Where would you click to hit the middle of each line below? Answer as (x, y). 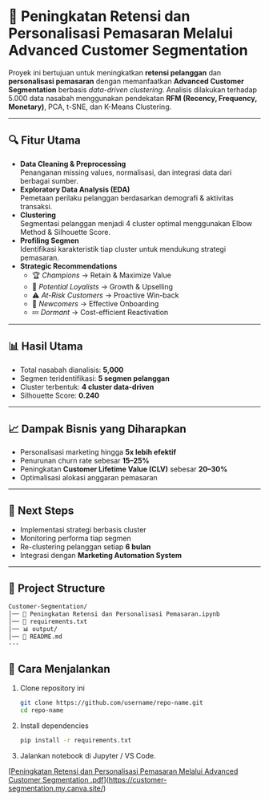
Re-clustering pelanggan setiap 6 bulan (85, 547)
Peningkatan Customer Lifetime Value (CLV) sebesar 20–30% (124, 469)
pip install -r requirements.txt (76, 740)
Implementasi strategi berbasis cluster (83, 530)
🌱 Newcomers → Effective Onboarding (95, 303)
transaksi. (36, 206)
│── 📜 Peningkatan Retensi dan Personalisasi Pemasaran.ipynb (114, 614)
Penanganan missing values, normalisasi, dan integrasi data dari (126, 172)
